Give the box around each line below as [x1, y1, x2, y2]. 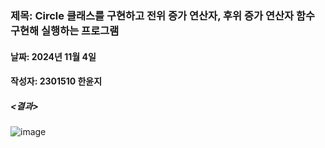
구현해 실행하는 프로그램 [10, 23, 120, 37]
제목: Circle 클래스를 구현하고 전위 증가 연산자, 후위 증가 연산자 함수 [10, 8, 316, 22]
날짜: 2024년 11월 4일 [10, 50, 97, 62]
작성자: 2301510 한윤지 [10, 75, 103, 87]
